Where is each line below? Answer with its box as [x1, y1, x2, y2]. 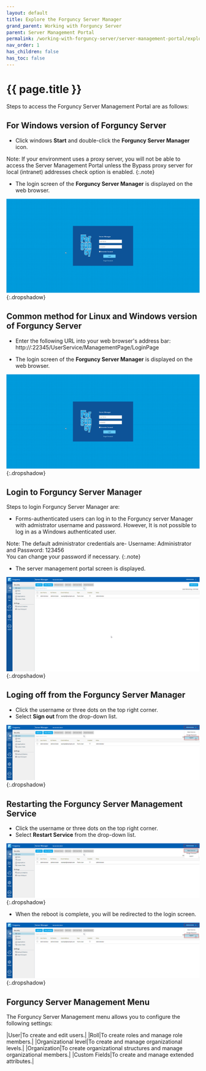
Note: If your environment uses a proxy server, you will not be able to [6, 155, 181, 162]
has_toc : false [6, 55, 45, 61]
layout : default [6, 10, 48, 16]
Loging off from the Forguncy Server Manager [6, 690, 186, 700]
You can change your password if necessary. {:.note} [6, 553, 141, 560]
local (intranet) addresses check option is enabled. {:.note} [6, 168, 155, 175]
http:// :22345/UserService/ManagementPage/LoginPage [15, 343, 159, 351]
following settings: [6, 1020, 53, 1027]
